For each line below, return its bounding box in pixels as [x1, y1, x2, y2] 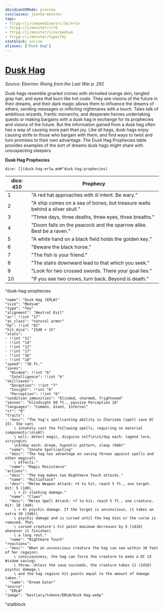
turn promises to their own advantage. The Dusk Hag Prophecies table [5, 137, 147, 143]
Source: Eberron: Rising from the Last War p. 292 [5, 81, 104, 87]
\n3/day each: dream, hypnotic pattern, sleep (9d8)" [14, 443, 125, 448]
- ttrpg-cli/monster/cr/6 [5, 25, 58, 30]
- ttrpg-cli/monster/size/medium [5, 30, 73, 35]
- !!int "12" [5, 344, 32, 349]
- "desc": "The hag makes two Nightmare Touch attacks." [5, 473, 123, 477]
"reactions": [5, 541, 32, 546]
